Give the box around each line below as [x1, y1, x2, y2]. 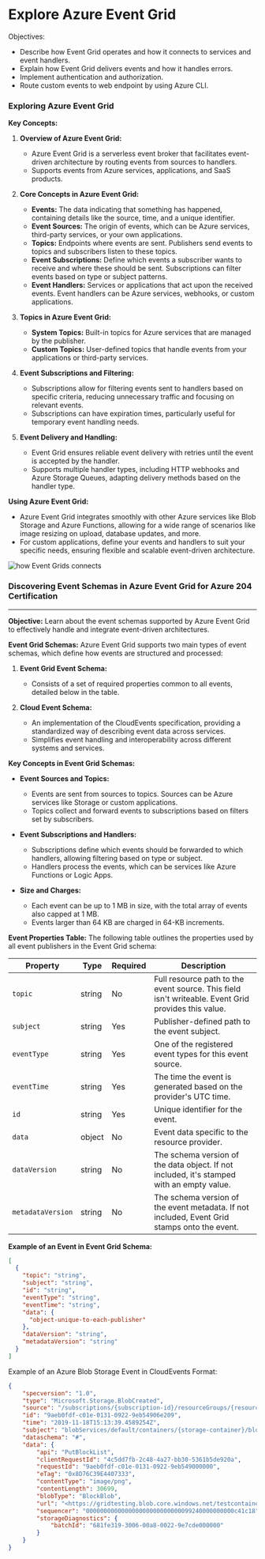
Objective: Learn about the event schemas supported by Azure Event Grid [8, 616, 250, 625]
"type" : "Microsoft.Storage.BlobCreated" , [22, 1397, 164, 1405]
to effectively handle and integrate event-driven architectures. [8, 625, 210, 634]
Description [181, 960, 226, 971]
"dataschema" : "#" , [22, 1433, 87, 1441]
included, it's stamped [153, 1168, 237, 1180]
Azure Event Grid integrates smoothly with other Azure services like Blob [19, 512, 256, 522]
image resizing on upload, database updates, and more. [19, 529, 201, 538]
